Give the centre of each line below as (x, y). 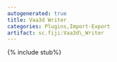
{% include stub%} (34, 52)
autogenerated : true (37, 13)
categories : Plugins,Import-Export (59, 26)
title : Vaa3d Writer (37, 20)
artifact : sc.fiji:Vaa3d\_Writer (56, 33)
